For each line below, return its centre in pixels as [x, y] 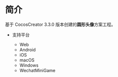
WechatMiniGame [37, 70]
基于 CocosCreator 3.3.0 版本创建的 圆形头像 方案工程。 [60, 24]
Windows [29, 65]
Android [27, 50]
